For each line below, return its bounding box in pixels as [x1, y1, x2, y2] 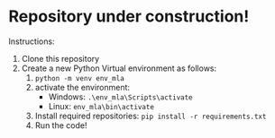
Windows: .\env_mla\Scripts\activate [48, 91, 193, 102]
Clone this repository [21, 53, 100, 64]
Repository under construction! [8, 6, 250, 27]
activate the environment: [34, 82, 131, 92]
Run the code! [34, 119, 87, 131]
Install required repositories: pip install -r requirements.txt [34, 110, 267, 121]
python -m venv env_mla [34, 73, 125, 82]
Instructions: [8, 36, 55, 47]
